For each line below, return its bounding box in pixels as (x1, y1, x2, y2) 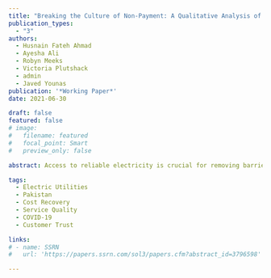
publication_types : (8, 19, 74, 27)
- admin (15, 72, 42, 80)
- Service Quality (15, 206, 78, 214)
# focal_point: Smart (8, 139, 89, 147)
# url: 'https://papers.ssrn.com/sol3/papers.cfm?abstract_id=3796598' (8, 251, 262, 259)
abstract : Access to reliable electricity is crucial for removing (8, 161, 240, 170)
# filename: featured (8, 132, 89, 140)
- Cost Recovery (15, 199, 70, 207)
